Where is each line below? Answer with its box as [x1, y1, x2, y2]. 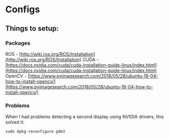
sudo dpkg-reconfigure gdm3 [5, 129, 66, 134]
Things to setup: [5, 24, 59, 33]
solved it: [5, 119, 25, 125]
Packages [5, 39, 31, 47]
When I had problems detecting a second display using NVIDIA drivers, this [5, 114, 164, 120]
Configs [5, 4, 40, 15]
